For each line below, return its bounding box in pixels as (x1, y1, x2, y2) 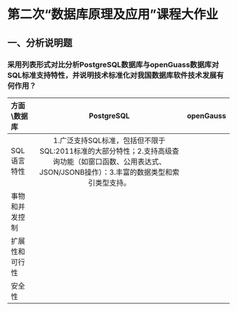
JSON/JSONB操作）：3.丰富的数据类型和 (39, 167, 173, 177)
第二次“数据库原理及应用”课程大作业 (7, 6, 219, 23)
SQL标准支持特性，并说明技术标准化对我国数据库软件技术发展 (7, 70, 217, 80)
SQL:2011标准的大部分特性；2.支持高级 (39, 146, 173, 156)
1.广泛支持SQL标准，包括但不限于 (53, 135, 166, 145)
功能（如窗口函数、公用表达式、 (59, 157, 166, 166)
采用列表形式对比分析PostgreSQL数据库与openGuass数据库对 (7, 59, 219, 69)
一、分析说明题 (7, 37, 73, 49)
